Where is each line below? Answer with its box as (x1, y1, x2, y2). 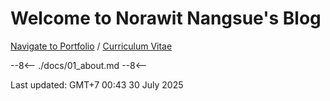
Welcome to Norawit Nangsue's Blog (10, 7, 322, 30)
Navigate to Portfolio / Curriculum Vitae (10, 40, 173, 52)
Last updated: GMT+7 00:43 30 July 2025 (10, 78, 184, 91)
